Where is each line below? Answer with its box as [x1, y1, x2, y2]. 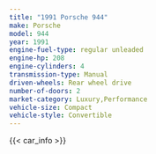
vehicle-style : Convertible [9, 111, 113, 120]
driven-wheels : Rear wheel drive [9, 78, 132, 87]
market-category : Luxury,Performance [9, 94, 148, 104]
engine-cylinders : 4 [9, 62, 85, 71]
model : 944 [9, 29, 49, 38]
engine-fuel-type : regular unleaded [9, 46, 144, 55]
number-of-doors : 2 [9, 86, 81, 95]
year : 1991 [9, 37, 49, 47]
